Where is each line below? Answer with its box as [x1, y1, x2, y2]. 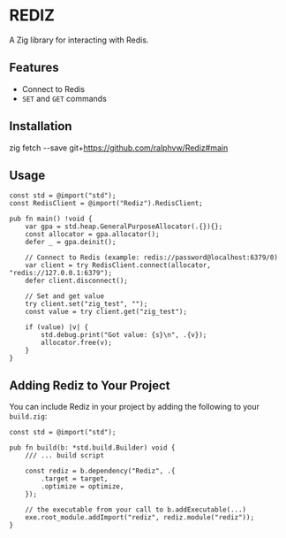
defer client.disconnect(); [25, 276, 128, 286]
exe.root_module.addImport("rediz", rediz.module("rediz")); [25, 513, 254, 522]
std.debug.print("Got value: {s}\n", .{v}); [41, 331, 207, 340]
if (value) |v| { [25, 323, 89, 332]
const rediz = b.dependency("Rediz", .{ [25, 466, 176, 476]
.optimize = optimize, [41, 482, 124, 491]
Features [9, 60, 59, 75]
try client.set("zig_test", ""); [25, 300, 148, 309]
